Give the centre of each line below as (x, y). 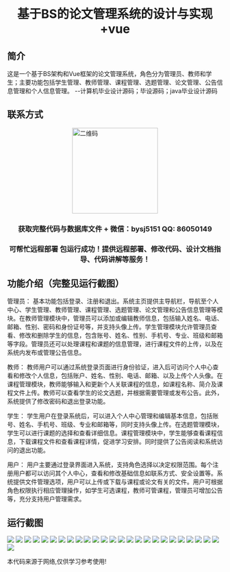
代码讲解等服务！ (122, 259)
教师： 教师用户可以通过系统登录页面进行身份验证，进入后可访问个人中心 (110, 367)
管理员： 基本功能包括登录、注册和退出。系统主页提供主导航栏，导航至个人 (113, 301)
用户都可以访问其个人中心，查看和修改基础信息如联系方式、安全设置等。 (115, 473)
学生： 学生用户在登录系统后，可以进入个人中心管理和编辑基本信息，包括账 (113, 416)
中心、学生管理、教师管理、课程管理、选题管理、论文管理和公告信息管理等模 (115, 310)
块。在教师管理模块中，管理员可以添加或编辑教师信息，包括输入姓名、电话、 (115, 319)
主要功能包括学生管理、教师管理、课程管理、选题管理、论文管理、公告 (118, 82)
